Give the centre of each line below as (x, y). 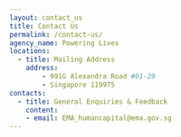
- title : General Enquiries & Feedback (93, 101)
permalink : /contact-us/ (56, 34)
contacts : (28, 93)
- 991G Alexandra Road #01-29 (99, 77)
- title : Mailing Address (67, 59)
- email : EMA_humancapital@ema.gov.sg (99, 118)
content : (42, 110)
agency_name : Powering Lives (64, 43)
